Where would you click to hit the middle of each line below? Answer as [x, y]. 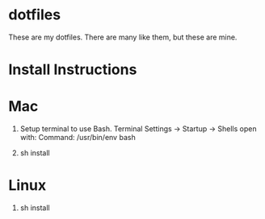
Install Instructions [73, 70]
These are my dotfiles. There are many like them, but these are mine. [123, 37]
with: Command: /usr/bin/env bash [78, 138]
